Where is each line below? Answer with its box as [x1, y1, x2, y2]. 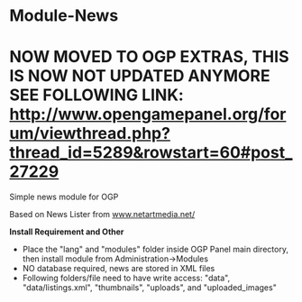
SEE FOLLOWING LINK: [9, 85, 185, 105]
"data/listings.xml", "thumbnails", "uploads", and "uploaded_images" [22, 282, 277, 293]
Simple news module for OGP [9, 191, 119, 203]
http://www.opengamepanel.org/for [9, 105, 287, 124]
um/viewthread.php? [9, 124, 171, 144]
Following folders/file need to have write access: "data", [22, 272, 231, 284]
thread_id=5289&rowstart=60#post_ [9, 142, 293, 163]
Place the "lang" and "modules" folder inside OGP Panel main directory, [22, 244, 288, 255]
